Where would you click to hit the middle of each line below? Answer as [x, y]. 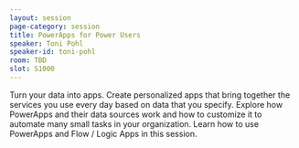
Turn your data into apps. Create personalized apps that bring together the [150, 95]
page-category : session [55, 26]
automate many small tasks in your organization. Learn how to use [134, 123]
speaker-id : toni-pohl [53, 52]
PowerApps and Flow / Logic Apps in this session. [103, 133]
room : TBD [28, 60]
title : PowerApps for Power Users [75, 35]
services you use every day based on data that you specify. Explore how [146, 104]
